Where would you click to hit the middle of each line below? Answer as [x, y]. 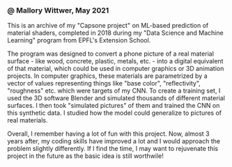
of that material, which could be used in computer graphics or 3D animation [116, 69]
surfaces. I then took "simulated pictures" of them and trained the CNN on [114, 106]
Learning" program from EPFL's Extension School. [79, 40]
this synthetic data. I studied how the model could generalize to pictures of [115, 113]
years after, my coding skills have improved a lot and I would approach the [114, 141]
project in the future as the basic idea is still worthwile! [85, 156]
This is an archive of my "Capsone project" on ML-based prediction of [108, 26]
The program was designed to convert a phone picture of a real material [111, 54]
